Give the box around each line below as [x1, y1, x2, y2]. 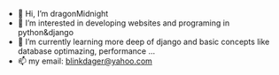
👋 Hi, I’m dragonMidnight [17, 9, 109, 19]
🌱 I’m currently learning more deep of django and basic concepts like [17, 36, 270, 47]
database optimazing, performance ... [17, 46, 156, 56]
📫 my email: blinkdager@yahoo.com [17, 56, 153, 66]
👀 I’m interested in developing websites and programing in [17, 18, 230, 28]
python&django [17, 27, 74, 37]
